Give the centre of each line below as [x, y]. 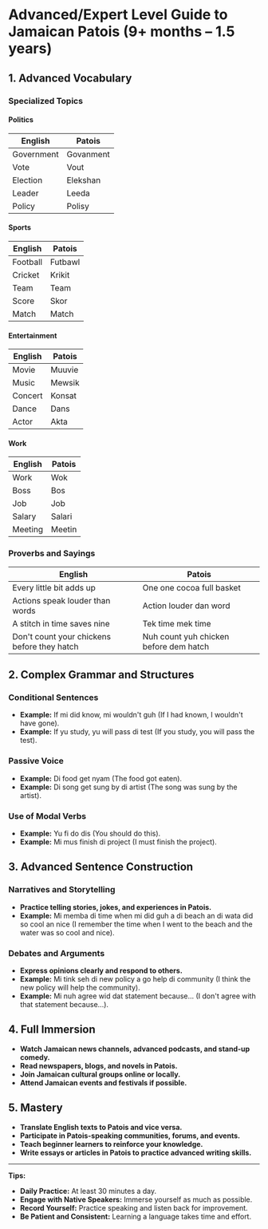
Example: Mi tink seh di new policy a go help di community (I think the [135, 978]
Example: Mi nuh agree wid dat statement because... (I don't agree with [138, 996]
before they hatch [45, 646]
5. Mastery [35, 1108]
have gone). [39, 723]
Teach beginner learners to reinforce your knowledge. [111, 1144]
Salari [61, 516]
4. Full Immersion [52, 1030]
